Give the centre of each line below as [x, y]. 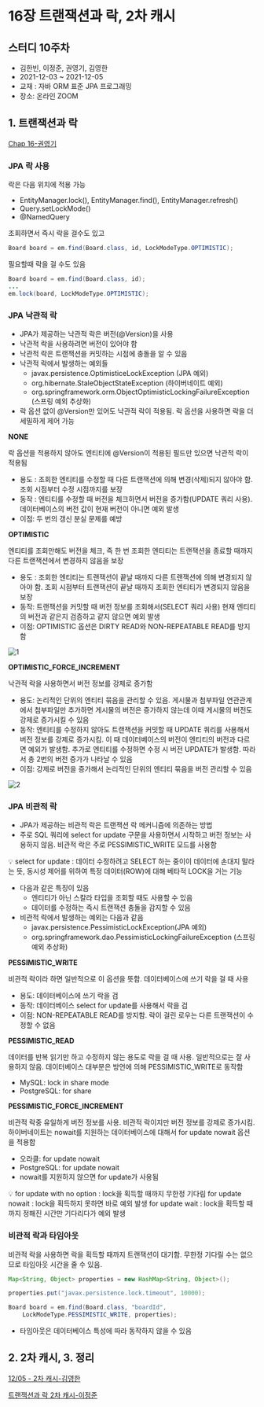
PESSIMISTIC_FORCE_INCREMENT [66, 1107]
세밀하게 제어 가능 [47, 421]
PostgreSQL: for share [55, 1091]
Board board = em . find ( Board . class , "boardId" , [88, 1308]
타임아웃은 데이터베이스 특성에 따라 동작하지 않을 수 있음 [106, 1331]
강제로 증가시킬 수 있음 [54, 720]
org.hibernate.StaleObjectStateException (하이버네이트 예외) [127, 383]
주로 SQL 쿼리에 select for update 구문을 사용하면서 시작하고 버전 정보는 [131, 835]
